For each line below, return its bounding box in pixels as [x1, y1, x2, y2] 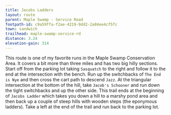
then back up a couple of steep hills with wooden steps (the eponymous [5, 98, 157, 104]
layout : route [5, 12, 36, 17]
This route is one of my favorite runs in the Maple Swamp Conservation [5, 55, 155, 61]
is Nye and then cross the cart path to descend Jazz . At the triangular [5, 76, 152, 82]
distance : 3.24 [5, 36, 38, 41]
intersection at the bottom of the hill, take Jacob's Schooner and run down [5, 82, 160, 88]
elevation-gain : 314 [5, 41, 50, 46]
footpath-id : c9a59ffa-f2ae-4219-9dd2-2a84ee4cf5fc [5, 21, 117, 27]
